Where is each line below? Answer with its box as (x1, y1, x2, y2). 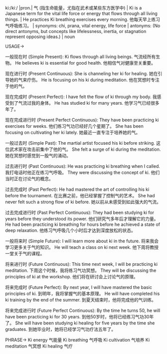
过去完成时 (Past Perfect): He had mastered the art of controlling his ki (5, 186, 150, 192)
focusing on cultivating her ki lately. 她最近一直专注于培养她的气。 (5, 130, 141, 135)
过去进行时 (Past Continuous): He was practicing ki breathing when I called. (5, 163, 161, 169)
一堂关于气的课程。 (5, 250, 45, 256)
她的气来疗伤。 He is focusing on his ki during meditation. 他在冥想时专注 (9, 77, 160, 83)
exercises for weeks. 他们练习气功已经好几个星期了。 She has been (5, 123, 144, 129)
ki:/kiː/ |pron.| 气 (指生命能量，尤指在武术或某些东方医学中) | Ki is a (5, 5, 142, 11)
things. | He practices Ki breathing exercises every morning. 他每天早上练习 (5, 17, 161, 22)
